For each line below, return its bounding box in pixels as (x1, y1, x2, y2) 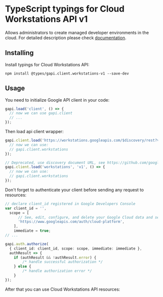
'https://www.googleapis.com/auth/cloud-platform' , (17, 219, 125, 224)
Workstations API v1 (5, 14, 88, 25)
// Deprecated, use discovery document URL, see (5, 160, 105, 165)
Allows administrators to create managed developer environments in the (5, 30, 149, 35)
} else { (14, 264, 32, 269)
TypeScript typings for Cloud (5, 3, 125, 15)
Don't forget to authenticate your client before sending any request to (5, 187, 144, 193)
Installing (5, 49, 34, 57)
